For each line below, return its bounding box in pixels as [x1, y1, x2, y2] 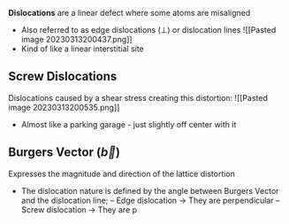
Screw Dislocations [8, 69, 118, 84]
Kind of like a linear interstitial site [20, 43, 145, 54]
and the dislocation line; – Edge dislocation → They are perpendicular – [20, 195, 280, 205]
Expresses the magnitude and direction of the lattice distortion [8, 168, 236, 179]
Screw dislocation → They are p [20, 204, 138, 215]
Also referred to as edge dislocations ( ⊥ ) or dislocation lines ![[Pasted [20, 25, 277, 35]
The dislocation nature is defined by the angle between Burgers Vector [20, 185, 279, 196]
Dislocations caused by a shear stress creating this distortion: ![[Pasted [8, 92, 269, 103]
